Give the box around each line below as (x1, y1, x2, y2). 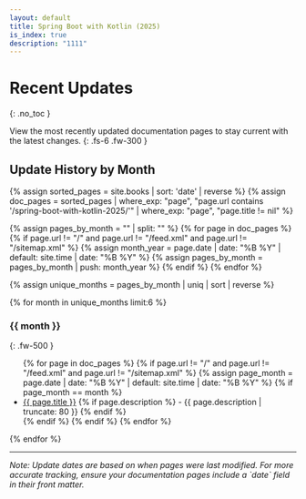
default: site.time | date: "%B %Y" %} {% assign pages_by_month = (9, 252, 264, 262)
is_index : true (9, 30, 67, 39)
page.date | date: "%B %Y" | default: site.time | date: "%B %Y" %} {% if (22, 377, 293, 388)
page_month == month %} (22, 387, 123, 398)
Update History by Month (9, 161, 156, 178)
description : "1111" (9, 38, 88, 48)
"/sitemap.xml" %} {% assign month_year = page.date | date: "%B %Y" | (9, 242, 281, 253)
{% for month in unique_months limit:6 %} (9, 297, 167, 308)
